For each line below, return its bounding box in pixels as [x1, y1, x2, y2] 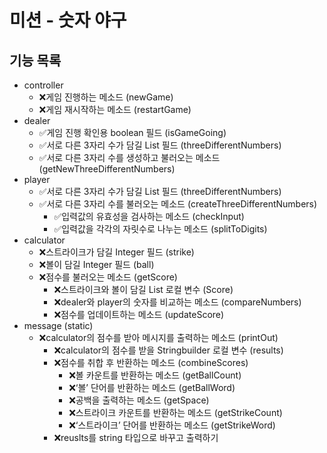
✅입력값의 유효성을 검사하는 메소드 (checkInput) [53, 211, 245, 222]
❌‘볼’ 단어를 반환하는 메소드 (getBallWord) [68, 382, 236, 393]
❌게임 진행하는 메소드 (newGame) [38, 91, 174, 103]
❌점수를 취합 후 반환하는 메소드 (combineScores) [53, 357, 249, 368]
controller [23, 79, 64, 91]
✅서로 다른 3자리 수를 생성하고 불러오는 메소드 [38, 152, 221, 163]
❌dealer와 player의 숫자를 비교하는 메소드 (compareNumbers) [53, 296, 302, 308]
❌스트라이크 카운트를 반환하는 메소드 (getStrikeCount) [68, 407, 283, 418]
